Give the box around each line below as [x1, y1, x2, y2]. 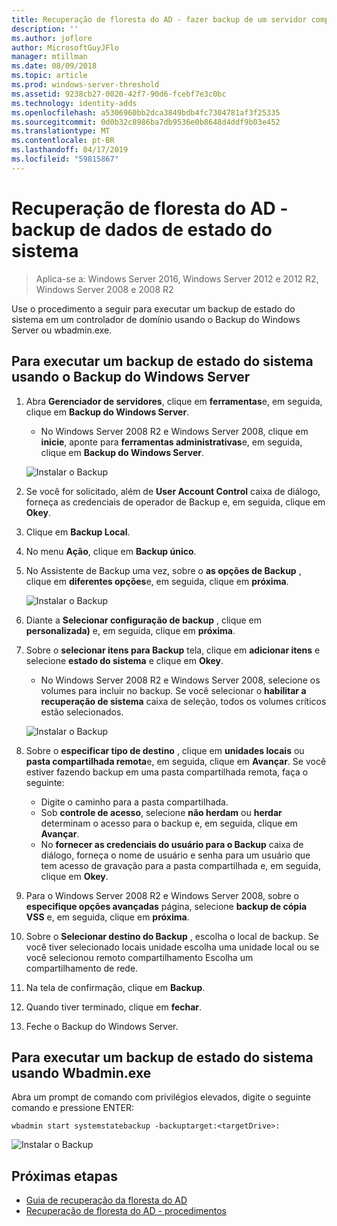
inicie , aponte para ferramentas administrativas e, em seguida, [40, 436, 303, 448]
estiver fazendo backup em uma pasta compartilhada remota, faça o [25, 766, 309, 778]
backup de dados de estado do [11, 218, 273, 241]
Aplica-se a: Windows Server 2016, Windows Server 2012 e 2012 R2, [35, 272, 319, 285]
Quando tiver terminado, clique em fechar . [25, 1001, 203, 1013]
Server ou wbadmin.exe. [11, 324, 113, 336]
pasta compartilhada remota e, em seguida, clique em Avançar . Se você [25, 755, 327, 767]
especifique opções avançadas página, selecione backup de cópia [25, 900, 308, 912]
